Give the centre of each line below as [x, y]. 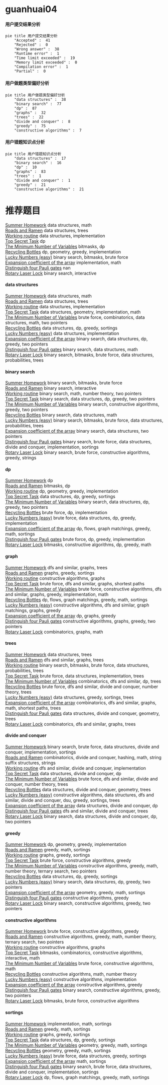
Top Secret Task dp [25, 241]
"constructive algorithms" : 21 [49, 189]
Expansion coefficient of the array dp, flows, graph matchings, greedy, [78, 529]
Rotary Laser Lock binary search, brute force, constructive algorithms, [78, 452]
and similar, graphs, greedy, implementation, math [57, 594]
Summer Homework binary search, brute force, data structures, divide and [82, 747]
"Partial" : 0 [30, 72]
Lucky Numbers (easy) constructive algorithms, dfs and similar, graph [77, 605]
